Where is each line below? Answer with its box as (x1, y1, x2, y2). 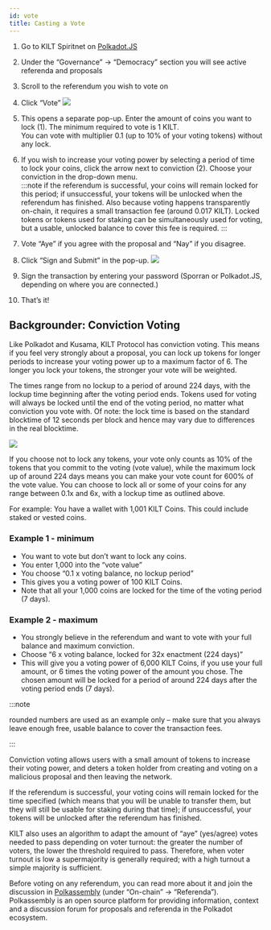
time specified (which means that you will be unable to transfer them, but (9, 796, 252, 805)
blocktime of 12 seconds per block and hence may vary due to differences (9, 415, 256, 425)
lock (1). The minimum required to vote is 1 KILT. (20, 122, 179, 131)
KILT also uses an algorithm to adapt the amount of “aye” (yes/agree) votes (9, 829, 258, 838)
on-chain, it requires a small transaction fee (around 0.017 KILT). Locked (20, 206, 260, 216)
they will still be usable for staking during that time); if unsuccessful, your (9, 804, 252, 814)
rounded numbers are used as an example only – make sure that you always (9, 714, 261, 725)
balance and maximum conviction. (20, 641, 135, 651)
